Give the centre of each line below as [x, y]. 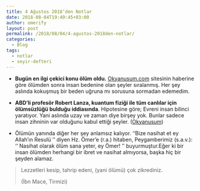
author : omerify [26, 23]
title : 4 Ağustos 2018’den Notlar [49, 12]
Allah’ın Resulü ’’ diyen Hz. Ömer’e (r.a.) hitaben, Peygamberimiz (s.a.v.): [104, 139]
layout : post [22, 28]
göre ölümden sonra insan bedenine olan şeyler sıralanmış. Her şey [98, 84]
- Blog [20, 45]
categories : [21, 39]
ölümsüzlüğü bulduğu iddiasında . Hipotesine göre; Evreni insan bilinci [102, 109]
